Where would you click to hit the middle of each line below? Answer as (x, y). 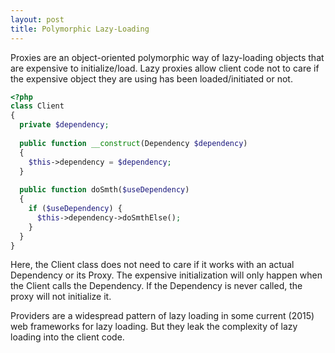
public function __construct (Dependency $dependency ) (133, 143)
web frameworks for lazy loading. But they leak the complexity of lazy (154, 327)
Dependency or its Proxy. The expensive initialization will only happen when (166, 275)
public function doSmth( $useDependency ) (104, 190)
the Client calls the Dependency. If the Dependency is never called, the (156, 286)
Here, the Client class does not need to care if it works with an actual (152, 265)
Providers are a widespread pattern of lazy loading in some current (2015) (162, 316)
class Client (37, 106)
